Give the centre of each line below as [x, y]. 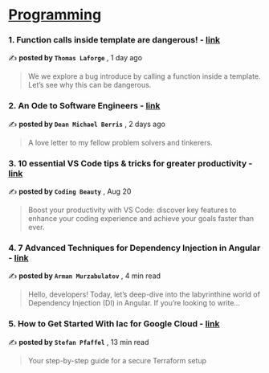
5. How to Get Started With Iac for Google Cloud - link [114, 324]
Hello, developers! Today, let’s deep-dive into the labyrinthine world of [144, 294]
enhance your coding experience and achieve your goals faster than [141, 219]
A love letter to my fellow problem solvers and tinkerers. [120, 142]
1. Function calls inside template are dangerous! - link [114, 40]
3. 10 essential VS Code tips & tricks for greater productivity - [130, 163]
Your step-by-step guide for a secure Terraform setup [117, 360]
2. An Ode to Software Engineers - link [84, 106]
